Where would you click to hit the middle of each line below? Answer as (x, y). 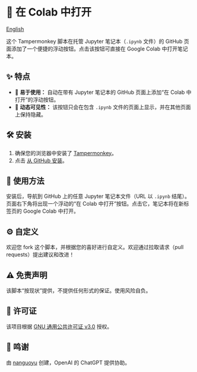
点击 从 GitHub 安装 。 (41, 160)
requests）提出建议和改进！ (40, 255)
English (15, 29)
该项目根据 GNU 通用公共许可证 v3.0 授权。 (59, 326)
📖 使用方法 (25, 181)
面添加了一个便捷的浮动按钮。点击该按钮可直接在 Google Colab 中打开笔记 (97, 49)
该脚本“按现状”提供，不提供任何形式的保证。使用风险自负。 (79, 291)
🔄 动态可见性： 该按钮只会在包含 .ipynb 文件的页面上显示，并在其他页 (100, 107)
